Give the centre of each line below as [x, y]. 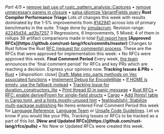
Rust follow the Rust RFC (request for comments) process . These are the [78, 48]
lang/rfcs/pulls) [21, 126]
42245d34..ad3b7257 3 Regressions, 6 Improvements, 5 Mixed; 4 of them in [82, 33]
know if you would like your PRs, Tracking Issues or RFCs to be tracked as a [82, 116]
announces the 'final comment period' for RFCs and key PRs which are [76, 64]
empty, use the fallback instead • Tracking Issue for [57, 85]
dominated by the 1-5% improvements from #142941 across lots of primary [81, 22]
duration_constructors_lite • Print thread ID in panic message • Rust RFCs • [81, 90]
